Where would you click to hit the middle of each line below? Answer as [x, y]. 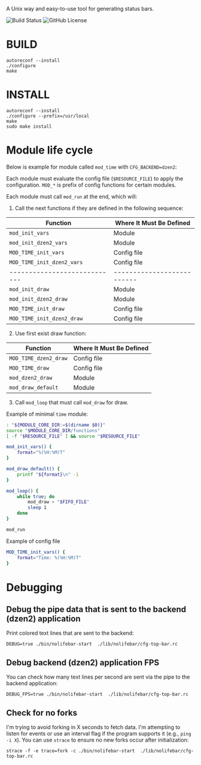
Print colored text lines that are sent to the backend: [70, 633]
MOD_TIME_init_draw [37, 309]
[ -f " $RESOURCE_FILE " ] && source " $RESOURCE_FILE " [73, 436]
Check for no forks [42, 712]
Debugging [34, 587]
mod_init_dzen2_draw [38, 299]
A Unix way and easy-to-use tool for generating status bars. [80, 9]
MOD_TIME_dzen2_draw [38, 358]
